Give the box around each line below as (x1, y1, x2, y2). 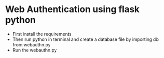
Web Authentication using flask (5, 4, 140, 15)
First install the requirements (12, 31, 72, 37)
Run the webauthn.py (12, 47, 57, 53)
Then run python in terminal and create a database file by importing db (12, 36, 159, 42)
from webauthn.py (12, 41, 51, 47)
